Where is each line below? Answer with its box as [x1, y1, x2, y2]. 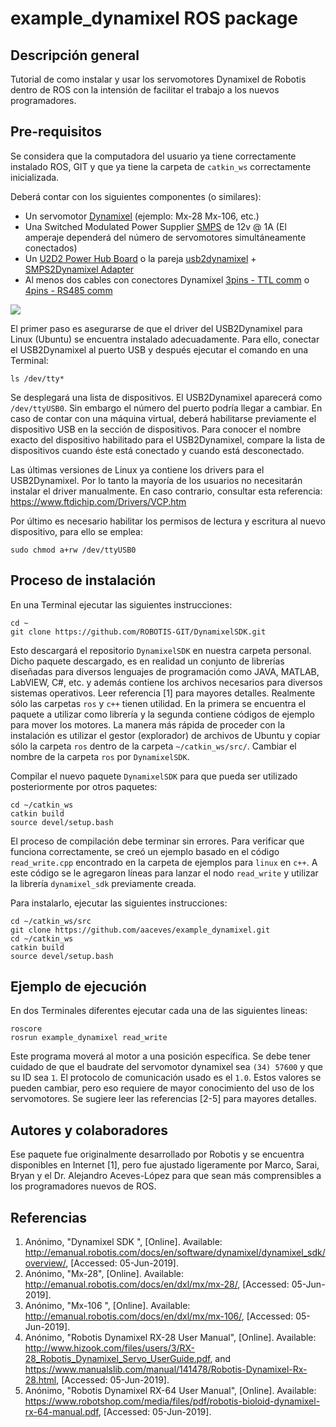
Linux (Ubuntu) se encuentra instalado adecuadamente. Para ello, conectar [10, 333, 320, 345]
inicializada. [10, 171, 60, 183]
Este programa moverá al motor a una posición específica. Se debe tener [10, 1050, 312, 1062]
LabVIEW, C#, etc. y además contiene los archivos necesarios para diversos [10, 676, 323, 688]
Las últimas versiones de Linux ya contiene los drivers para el [10, 463, 265, 476]
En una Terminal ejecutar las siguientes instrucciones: [10, 598, 233, 611]
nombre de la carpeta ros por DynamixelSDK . [10, 750, 190, 762]
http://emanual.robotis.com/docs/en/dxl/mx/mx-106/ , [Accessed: [24, 1310, 294, 1322]
